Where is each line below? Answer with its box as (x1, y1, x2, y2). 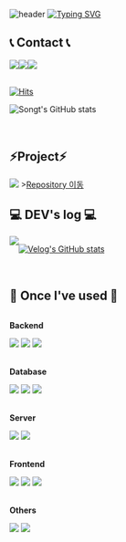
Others (9, 505, 37, 516)
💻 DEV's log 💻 (9, 207, 98, 223)
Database (9, 366, 47, 378)
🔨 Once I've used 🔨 (9, 287, 119, 303)
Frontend (9, 459, 46, 470)
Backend (9, 320, 44, 331)
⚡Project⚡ (9, 149, 68, 164)
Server (9, 412, 37, 423)
